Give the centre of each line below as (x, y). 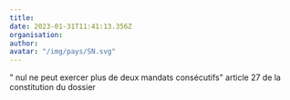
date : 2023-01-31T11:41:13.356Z (71, 26)
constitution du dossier (52, 87)
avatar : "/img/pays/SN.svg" (63, 52)
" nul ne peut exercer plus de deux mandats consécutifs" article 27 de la (145, 77)
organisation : (36, 35)
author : (24, 43)
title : (22, 18)
